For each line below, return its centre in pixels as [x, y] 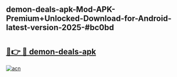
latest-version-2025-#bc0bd [60, 27]
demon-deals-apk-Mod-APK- [61, 10]
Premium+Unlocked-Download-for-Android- [89, 19]
